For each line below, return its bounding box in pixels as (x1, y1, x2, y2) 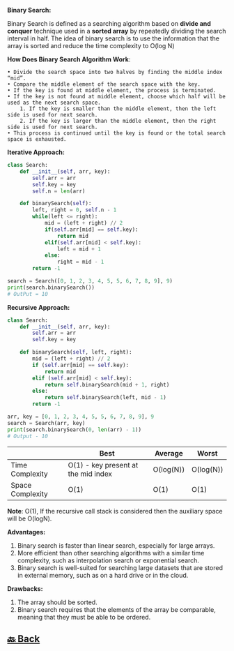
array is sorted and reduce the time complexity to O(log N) (7, 42, 175, 50)
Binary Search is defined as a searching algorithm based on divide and (7, 20, 211, 27)
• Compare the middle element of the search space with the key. (7, 81, 201, 88)
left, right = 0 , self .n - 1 (32, 207, 117, 214)
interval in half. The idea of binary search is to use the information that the (7, 34, 219, 43)
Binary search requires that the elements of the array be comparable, (17, 605, 216, 613)
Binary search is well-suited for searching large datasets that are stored (17, 563, 223, 571)
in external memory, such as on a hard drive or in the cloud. (17, 571, 189, 579)
